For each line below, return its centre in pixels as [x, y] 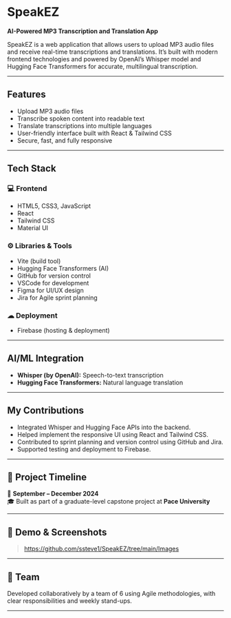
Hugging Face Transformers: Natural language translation [100, 382]
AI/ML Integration [46, 359]
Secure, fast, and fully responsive [65, 140]
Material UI [33, 228]
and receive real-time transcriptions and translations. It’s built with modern [113, 52]
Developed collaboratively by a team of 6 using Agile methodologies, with [111, 594]
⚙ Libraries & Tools [40, 246]
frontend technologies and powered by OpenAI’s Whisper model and [104, 59]
